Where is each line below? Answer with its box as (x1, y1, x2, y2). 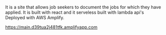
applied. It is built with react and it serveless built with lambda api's (5, 9, 144, 15)
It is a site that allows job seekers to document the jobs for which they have (5, 4, 161, 10)
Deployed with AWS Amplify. (5, 15, 64, 20)
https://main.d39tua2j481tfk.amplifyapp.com (5, 24, 98, 30)
